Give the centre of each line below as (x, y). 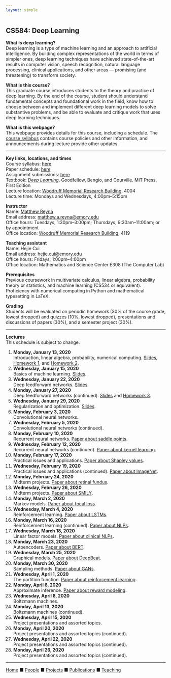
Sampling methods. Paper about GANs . (54, 569)
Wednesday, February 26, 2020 (47, 487)
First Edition (18, 185)
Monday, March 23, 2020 (40, 542)
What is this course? (28, 85)
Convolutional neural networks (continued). (58, 428)
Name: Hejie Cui (23, 249)
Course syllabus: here (29, 164)
